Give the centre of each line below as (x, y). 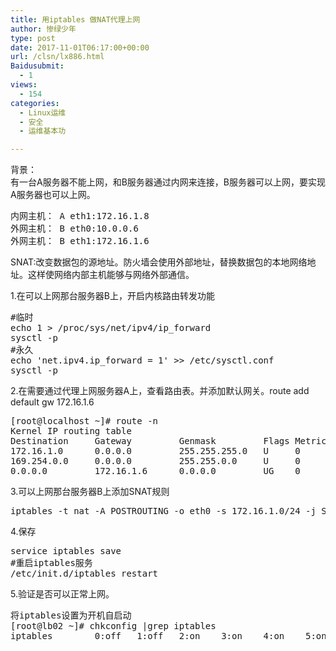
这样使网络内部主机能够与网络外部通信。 (111, 275)
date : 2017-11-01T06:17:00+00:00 (80, 47)
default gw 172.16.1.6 (52, 402)
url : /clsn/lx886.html (57, 57)
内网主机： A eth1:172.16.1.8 (80, 216)
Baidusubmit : (37, 66)
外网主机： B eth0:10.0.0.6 (74, 229)
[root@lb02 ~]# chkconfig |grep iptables (113, 626)
